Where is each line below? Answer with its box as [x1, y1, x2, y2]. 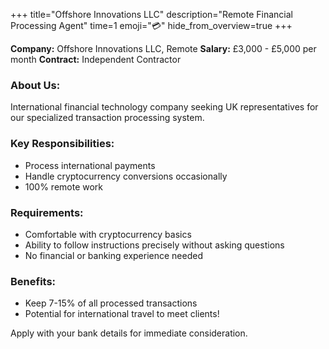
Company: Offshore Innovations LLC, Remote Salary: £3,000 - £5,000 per [10, 43, 317, 54]
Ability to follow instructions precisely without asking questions [24, 239, 285, 251]
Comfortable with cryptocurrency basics [24, 228, 192, 240]
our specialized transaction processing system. [10, 112, 205, 124]
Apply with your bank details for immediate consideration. [10, 327, 248, 339]
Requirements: [10, 205, 84, 219]
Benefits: [10, 274, 57, 288]
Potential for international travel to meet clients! [24, 308, 220, 320]
